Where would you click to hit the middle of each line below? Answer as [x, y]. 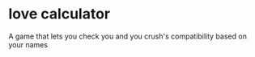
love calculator [59, 14]
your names [28, 44]
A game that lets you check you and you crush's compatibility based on [127, 36]
